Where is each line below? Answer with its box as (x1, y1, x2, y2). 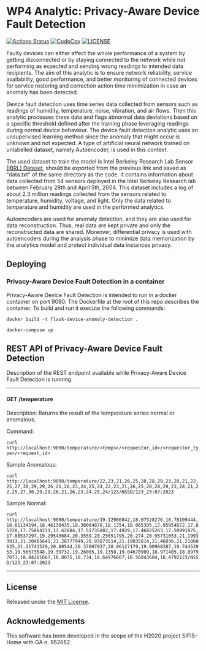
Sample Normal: (6, 499, 47, 506)
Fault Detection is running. (6, 375, 73, 383)
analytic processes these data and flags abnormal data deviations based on (6, 113, 198, 121)
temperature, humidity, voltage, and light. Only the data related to (6, 197, 172, 204)
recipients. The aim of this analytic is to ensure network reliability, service (6, 69, 192, 76)
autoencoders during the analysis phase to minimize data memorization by (6, 235, 195, 242)
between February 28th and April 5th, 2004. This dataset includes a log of (6, 184, 194, 191)
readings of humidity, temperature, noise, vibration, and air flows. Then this (6, 107, 196, 114)
